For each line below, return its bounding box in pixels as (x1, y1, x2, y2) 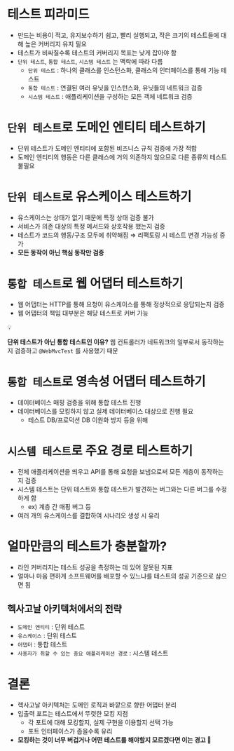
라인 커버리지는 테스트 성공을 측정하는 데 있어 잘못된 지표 (17, 562, 173, 571)
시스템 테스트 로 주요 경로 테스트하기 (7, 442, 193, 459)
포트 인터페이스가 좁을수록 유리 (27, 727, 113, 736)
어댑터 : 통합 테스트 (17, 640, 68, 649)
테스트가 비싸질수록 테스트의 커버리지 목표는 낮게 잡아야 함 (17, 48, 177, 57)
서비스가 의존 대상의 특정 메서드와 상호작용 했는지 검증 (17, 222, 166, 230)
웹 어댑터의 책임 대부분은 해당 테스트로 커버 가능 (17, 309, 149, 317)
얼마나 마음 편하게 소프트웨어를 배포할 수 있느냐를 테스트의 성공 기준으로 (17, 571, 214, 580)
